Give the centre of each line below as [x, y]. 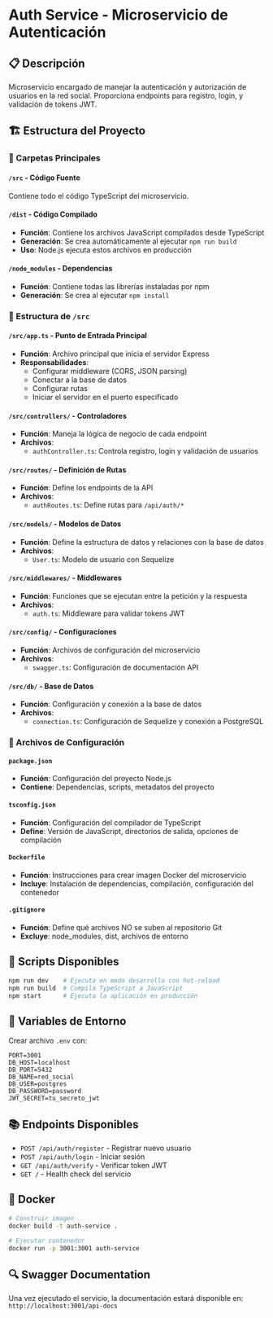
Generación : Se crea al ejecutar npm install [95, 295]
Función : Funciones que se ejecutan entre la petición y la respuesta [134, 595]
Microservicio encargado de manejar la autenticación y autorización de [128, 87]
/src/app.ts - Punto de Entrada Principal [78, 336]
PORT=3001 [25, 1056]
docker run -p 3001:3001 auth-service [74, 1248]
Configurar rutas [60, 389]
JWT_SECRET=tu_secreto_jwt [54, 1098]
